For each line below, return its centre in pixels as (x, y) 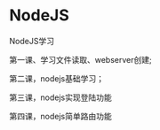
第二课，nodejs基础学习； (57, 78)
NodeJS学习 (32, 41)
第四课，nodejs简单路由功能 (61, 116)
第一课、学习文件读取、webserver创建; (81, 59)
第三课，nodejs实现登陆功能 (61, 97)
